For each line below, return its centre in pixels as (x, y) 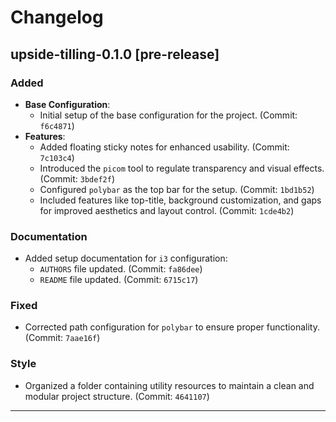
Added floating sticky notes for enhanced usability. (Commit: (164, 147)
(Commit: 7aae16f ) (62, 338)
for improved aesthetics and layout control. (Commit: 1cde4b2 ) (167, 210)
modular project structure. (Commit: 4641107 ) (117, 396)
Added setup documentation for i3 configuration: (126, 258)
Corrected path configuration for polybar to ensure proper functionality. (172, 327)
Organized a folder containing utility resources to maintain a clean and (169, 385)
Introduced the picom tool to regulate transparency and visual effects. (182, 168)
